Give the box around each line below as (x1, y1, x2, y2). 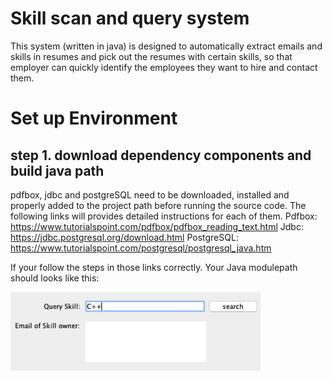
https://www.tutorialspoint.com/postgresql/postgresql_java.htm (10, 242, 272, 254)
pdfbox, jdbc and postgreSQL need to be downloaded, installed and (10, 188, 290, 201)
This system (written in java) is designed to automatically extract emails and (10, 40, 323, 52)
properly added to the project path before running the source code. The (10, 199, 307, 211)
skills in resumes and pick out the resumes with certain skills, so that (10, 50, 293, 62)
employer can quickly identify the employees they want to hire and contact (10, 61, 318, 73)
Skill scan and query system (10, 7, 250, 30)
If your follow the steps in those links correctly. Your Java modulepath (10, 261, 298, 273)
